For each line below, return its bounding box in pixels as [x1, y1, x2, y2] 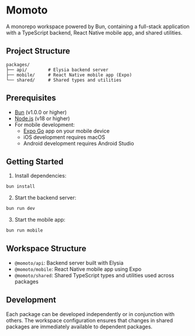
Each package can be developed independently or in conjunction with [6, 310, 175, 317]
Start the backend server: [14, 194, 77, 201]
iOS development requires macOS [23, 133, 105, 141]
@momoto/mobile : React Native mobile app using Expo [14, 265, 142, 273]
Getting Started [6, 157, 64, 167]
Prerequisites [6, 93, 56, 103]
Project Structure [6, 46, 70, 56]
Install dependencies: [14, 172, 67, 179]
